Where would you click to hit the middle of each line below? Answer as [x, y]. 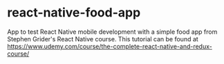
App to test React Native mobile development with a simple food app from [112, 32]
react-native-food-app [74, 13]
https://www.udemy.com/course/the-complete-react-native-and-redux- [110, 46]
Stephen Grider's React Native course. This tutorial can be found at [103, 39]
